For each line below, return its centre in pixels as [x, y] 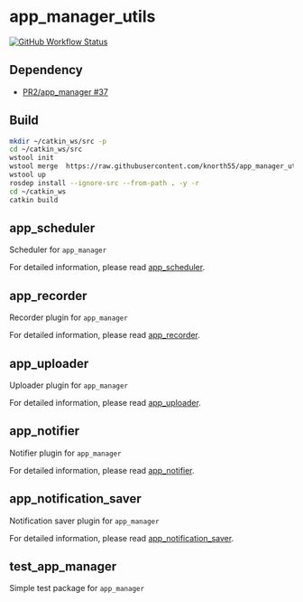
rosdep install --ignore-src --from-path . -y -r [105, 183]
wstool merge [34, 166]
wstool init [32, 158]
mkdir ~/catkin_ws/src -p [58, 141]
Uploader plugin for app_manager [69, 385]
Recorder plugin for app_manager [69, 317]
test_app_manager [63, 567]
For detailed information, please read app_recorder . [105, 335]
